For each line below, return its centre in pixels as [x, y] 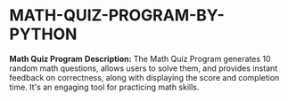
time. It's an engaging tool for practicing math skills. [104, 87]
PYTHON [43, 34]
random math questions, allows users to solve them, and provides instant [144, 68]
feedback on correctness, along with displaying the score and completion [144, 77]
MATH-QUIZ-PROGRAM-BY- [117, 16]
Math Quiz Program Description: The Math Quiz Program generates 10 [140, 58]
